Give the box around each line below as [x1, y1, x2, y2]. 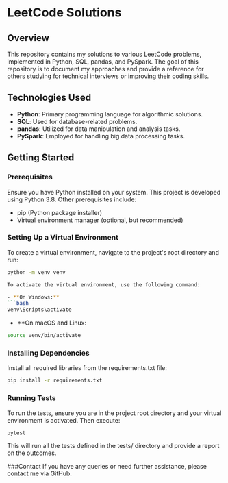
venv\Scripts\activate [7, 306, 72, 313]
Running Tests [7, 393, 56, 403]
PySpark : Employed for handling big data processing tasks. [16, 132, 186, 140]
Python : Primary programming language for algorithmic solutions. [16, 110, 203, 118]
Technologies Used [7, 92, 91, 103]
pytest [7, 430, 26, 436]
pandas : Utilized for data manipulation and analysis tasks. [16, 125, 181, 133]
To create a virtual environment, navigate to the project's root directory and [7, 248, 219, 256]
